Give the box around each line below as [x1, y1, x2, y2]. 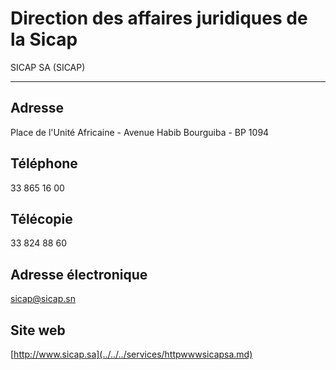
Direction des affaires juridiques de [10, 7, 308, 30]
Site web [10, 322, 66, 339]
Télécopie [10, 210, 73, 227]
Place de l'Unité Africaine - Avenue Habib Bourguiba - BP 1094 [10, 126, 270, 138]
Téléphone [10, 155, 78, 172]
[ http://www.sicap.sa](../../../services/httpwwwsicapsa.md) [10, 348, 253, 360]
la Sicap [10, 28, 78, 51]
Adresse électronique [10, 266, 148, 283]
